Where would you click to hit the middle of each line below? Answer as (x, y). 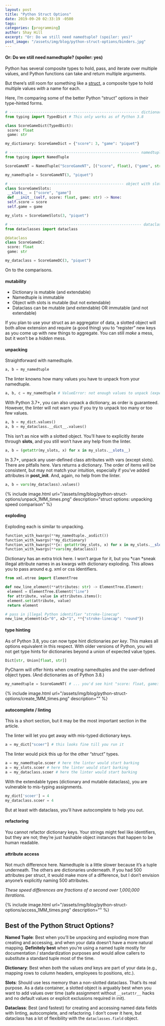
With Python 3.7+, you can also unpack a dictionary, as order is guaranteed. (82, 403)
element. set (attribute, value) (39, 601)
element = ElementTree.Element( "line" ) (48, 592)
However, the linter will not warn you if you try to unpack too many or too (79, 408)
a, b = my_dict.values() (30, 422)
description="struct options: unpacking (112, 499)
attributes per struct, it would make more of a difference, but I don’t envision (82, 875)
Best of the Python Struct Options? (60, 925)
